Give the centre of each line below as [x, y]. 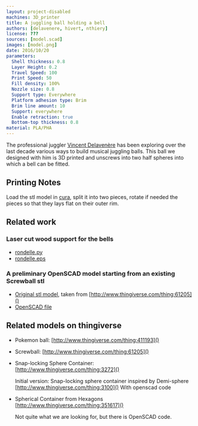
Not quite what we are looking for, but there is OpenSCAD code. [93, 416]
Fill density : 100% [36, 84]
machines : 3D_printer [33, 17]
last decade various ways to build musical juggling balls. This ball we [91, 151]
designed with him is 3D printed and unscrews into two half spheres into [95, 158]
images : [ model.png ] [32, 45]
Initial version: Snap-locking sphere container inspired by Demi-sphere [102, 381]
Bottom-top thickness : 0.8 [45, 123]
